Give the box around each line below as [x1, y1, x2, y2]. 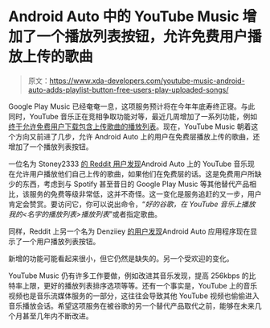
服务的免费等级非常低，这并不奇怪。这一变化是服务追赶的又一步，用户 [29, 189, 262, 198]
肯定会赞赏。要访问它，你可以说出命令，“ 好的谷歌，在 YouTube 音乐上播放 [8, 199, 256, 209]
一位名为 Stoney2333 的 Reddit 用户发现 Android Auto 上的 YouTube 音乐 [8, 159, 248, 168]
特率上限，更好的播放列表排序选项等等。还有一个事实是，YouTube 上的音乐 [8, 280, 258, 290]
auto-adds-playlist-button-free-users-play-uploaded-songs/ [27, 85, 229, 94]
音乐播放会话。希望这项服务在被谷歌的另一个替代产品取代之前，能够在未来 [8, 301, 255, 310]
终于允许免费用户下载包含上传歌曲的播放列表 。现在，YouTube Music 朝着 [8, 122, 252, 131]
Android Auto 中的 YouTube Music [8, 7, 239, 26]
